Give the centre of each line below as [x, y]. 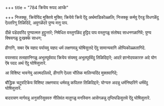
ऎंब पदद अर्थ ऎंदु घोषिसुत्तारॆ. [26, 63]
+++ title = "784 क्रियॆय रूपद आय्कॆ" [37, 8]
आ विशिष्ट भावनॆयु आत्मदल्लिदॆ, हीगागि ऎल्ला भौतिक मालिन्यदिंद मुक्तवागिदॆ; [61, 73]
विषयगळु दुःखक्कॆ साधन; [24, 38]
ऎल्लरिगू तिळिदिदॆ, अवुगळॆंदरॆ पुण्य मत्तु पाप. [37, 23]
